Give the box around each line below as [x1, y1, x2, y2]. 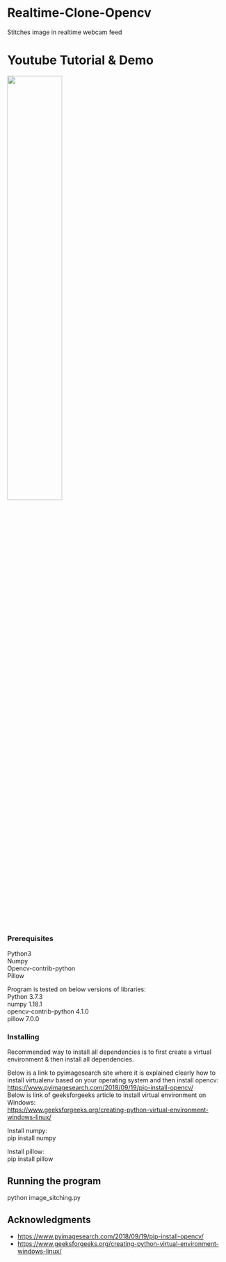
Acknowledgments [7, 1213, 92, 1226]
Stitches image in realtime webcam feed [7, 28, 122, 36]
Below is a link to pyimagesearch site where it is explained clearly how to [7, 1068, 216, 1077]
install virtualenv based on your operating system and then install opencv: [7, 1076, 219, 1084]
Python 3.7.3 [7, 993, 43, 1001]
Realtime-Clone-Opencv [7, 5, 152, 21]
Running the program [7, 1175, 102, 1187]
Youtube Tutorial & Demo [7, 52, 154, 68]
